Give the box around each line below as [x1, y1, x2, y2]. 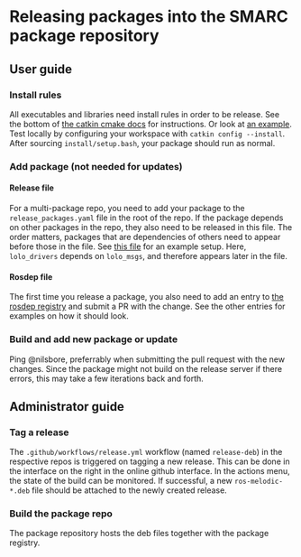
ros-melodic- [233, 477, 284, 487]
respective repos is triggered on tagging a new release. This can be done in [9, 456, 290, 467]
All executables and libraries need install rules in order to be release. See [9, 108, 280, 119]
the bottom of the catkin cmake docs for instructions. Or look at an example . [9, 118, 293, 129]
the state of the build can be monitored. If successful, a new [9, 476, 233, 487]
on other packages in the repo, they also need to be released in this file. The [9, 222, 293, 232]
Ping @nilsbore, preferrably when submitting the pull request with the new [9, 354, 286, 365]
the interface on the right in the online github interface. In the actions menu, [9, 466, 290, 477]
